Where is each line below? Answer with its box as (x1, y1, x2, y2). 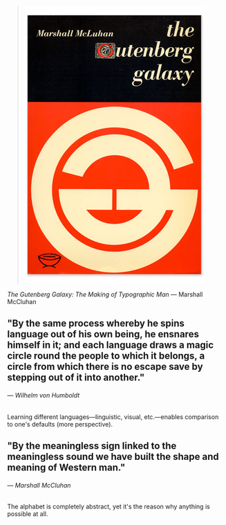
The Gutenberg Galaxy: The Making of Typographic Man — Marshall (7, 290, 203, 299)
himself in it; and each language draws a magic (7, 339, 214, 351)
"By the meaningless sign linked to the (7, 440, 177, 452)
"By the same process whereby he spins (7, 318, 185, 330)
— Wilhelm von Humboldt (7, 391, 80, 399)
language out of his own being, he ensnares (7, 328, 199, 340)
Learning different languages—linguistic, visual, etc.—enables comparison (7, 412, 219, 421)
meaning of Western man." (7, 461, 126, 473)
